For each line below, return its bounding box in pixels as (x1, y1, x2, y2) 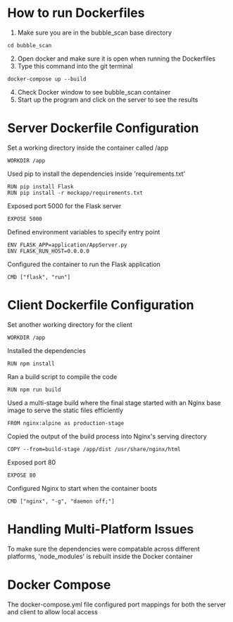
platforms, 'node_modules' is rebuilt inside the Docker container (7, 552, 194, 561)
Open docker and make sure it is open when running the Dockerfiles (17, 54, 216, 63)
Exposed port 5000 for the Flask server (7, 201, 122, 210)
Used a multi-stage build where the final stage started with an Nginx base (7, 398, 221, 407)
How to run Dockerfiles (7, 5, 145, 21)
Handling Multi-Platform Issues (7, 521, 194, 537)
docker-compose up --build (7, 76, 87, 83)
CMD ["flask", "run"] (7, 273, 71, 280)
